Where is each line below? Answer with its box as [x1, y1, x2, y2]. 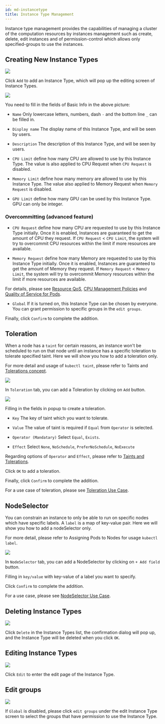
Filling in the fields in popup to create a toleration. [5, 406, 106, 412]
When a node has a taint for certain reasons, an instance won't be [5, 343, 142, 348]
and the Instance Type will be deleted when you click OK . [5, 635, 120, 641]
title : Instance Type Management [5, 12, 74, 17]
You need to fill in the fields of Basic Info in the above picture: [5, 102, 130, 108]
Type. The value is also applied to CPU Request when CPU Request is [12, 161, 152, 167]
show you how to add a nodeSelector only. [5, 525, 92, 531]
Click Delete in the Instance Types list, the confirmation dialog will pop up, [5, 630, 156, 636]
